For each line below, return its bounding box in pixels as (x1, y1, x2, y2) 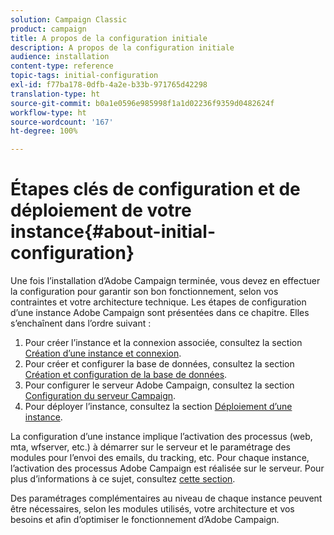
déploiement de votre (10, 199, 192, 222)
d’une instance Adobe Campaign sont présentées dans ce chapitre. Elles (10, 307, 310, 319)
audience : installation (10, 52, 110, 62)
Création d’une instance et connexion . (24, 347, 182, 360)
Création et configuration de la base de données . (24, 369, 228, 381)
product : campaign (10, 24, 87, 34)
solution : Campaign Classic (10, 14, 128, 25)
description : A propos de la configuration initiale (10, 42, 235, 53)
